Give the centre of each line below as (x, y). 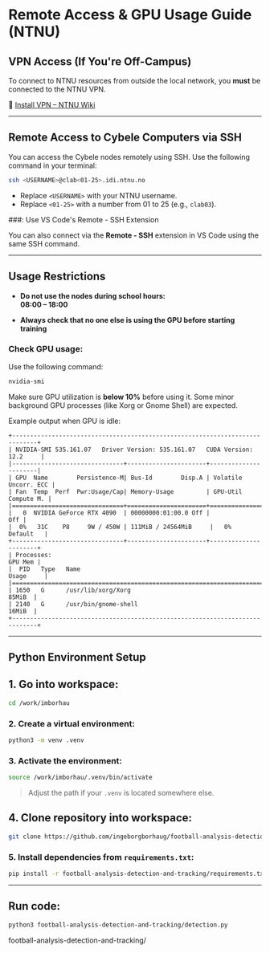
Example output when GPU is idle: (64, 421)
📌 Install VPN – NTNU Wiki (52, 105)
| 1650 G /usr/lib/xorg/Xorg (70, 590)
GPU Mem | (25, 562)
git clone (25, 837)
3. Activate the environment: (65, 760)
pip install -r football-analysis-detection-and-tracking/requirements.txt (138, 874)
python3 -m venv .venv (46, 740)
